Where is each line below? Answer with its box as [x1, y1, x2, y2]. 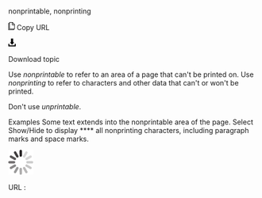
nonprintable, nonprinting [8, 6, 91, 16]
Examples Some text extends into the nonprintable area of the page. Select [8, 117, 254, 127]
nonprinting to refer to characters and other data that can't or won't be [8, 78, 240, 88]
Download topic [8, 55, 60, 64]
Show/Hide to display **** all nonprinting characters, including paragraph [8, 126, 249, 135]
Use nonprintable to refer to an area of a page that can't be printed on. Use [8, 70, 254, 79]
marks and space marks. [8, 134, 90, 144]
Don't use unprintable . [8, 102, 82, 112]
